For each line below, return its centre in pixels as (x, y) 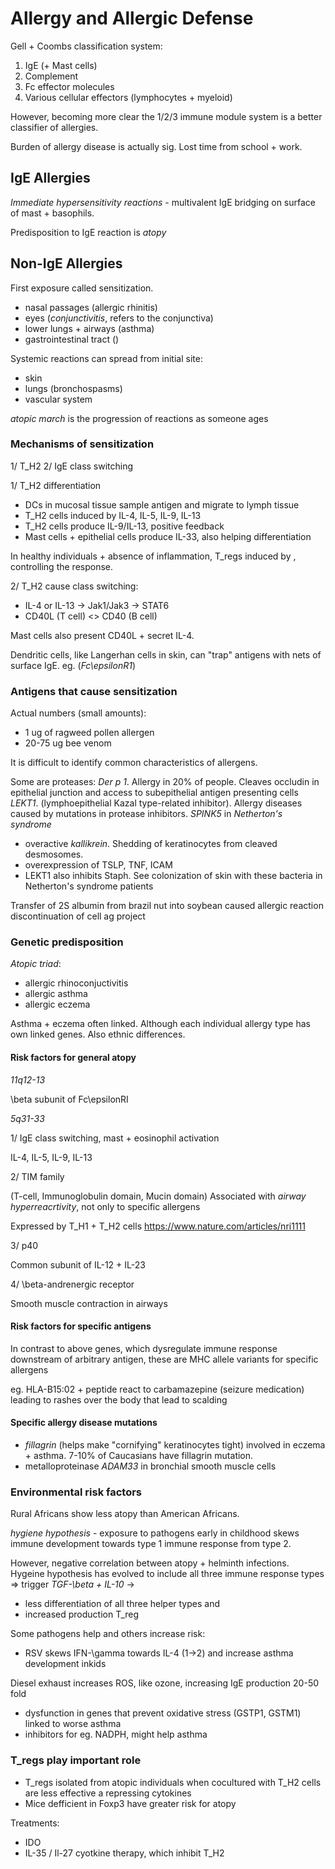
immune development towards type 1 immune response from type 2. (151, 1544)
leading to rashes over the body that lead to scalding (119, 1399)
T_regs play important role (76, 1760)
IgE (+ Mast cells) (61, 65)
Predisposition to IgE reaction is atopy (88, 232)
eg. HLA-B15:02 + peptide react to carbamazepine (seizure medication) (157, 1389)
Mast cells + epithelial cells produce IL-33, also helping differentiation (168, 536)
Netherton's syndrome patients (89, 886)
